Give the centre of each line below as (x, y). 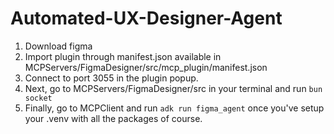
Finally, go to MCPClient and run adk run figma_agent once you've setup (174, 108)
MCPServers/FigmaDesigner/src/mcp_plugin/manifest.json (146, 67)
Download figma (58, 46)
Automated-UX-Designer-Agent (146, 18)
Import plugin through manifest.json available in (123, 56)
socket (38, 98)
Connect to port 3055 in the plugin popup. (111, 78)
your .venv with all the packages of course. (113, 118)
